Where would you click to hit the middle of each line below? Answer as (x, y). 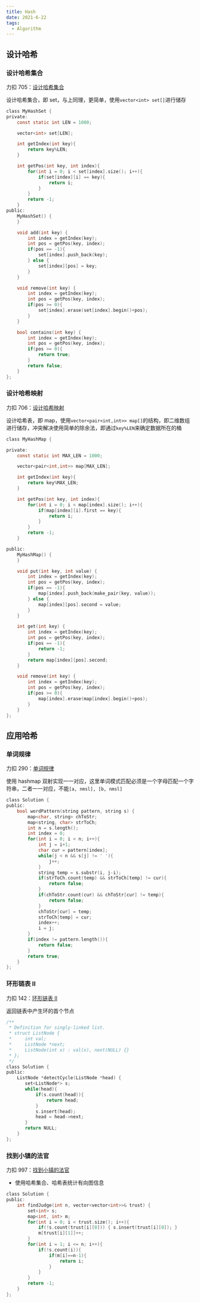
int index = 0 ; (47, 834)
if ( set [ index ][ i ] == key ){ (72, 177)
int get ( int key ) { (41, 627)
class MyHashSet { (29, 111)
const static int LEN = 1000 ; (55, 122)
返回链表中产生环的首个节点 (40, 1011)
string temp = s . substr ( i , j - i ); (79, 873)
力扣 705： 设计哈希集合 (35, 87)
